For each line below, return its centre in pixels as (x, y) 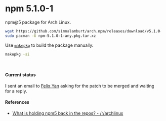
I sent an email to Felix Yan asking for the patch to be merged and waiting (80, 86)
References (17, 102)
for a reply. (16, 91)
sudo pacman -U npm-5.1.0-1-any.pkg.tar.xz (51, 36)
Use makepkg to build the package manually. (49, 45)
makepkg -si (17, 54)
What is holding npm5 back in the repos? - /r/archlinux (68, 113)
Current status (21, 75)
